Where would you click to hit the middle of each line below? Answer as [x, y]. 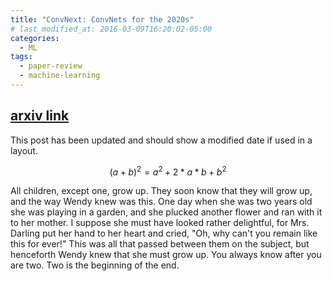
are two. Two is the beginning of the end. [95, 265]
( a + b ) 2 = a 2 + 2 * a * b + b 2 [168, 171]
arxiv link [40, 116]
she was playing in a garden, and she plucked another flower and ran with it [166, 212]
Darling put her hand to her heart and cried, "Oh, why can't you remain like [164, 233]
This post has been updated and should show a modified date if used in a [161, 140]
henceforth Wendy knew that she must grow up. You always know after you [166, 255]
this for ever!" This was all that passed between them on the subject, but [160, 244]
